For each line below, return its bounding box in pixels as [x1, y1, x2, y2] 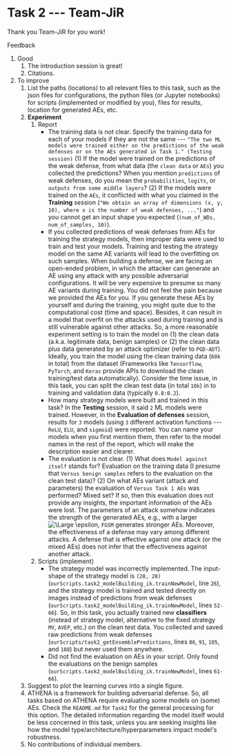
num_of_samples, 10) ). [48, 220, 112, 228]
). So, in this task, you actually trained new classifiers [54, 608, 207, 616]
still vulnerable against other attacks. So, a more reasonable [48, 323, 219, 331]
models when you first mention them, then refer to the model [48, 432, 221, 440]
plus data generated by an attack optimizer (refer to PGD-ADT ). [48, 345, 222, 353]
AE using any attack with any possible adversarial [48, 271, 189, 280]
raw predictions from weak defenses [48, 630, 153, 638]
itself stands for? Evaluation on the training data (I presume [48, 462, 221, 470]
